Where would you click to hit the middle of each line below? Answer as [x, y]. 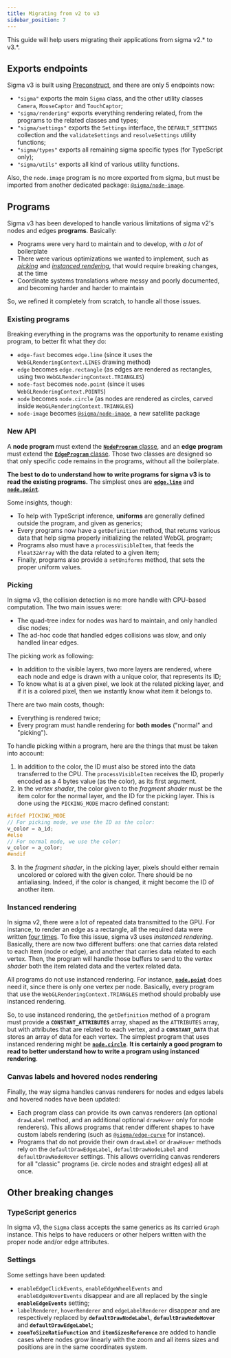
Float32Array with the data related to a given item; [88, 552]
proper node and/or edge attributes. [58, 1242]
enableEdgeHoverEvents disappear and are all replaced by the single [112, 1295]
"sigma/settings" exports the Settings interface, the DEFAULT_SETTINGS [117, 128]
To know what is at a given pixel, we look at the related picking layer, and [120, 684]
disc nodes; [34, 628]
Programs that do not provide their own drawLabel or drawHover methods [119, 1142]
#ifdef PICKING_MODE [37, 816]
